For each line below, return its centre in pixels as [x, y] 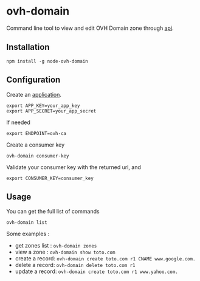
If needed [18, 122]
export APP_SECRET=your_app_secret [51, 111]
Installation [28, 47]
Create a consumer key [36, 145]
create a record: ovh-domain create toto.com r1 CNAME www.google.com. [105, 258]
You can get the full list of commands [53, 212]
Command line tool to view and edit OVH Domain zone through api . [90, 28]
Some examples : [28, 234]
